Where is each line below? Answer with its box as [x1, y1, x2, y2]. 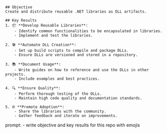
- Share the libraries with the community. [14, 109, 107, 114]
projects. [5, 72, 26, 77]
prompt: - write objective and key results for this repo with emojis [5, 122, 140, 128]
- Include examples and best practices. [14, 76, 100, 81]
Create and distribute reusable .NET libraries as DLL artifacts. [5, 9, 147, 14]
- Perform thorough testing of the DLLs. [14, 91, 102, 96]
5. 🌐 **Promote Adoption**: [5, 104, 65, 109]
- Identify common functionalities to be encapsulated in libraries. [14, 29, 163, 34]
